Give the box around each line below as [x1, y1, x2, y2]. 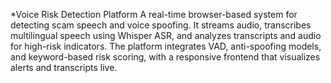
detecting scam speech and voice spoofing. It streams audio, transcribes [10, 19, 312, 31]
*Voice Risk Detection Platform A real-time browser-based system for [10, 9, 298, 20]
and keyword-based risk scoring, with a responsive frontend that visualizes [10, 51, 321, 63]
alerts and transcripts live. [10, 62, 118, 73]
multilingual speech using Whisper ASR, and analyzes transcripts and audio [10, 30, 322, 41]
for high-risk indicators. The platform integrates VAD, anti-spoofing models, [10, 40, 322, 52]
